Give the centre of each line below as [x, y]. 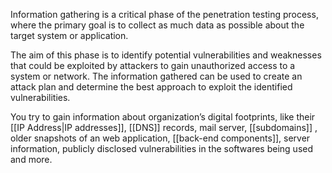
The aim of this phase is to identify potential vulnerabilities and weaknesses [166, 55]
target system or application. [69, 35]
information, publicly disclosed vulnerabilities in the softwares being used [162, 148]
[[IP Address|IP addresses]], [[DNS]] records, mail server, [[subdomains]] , [164, 127]
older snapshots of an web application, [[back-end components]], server [160, 138]
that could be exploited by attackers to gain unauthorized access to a [153, 65]
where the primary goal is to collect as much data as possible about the [157, 25]
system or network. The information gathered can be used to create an [156, 76]
